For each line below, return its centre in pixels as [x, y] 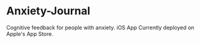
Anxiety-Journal [48, 11]
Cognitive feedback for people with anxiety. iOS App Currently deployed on [100, 27]
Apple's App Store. [30, 33]
